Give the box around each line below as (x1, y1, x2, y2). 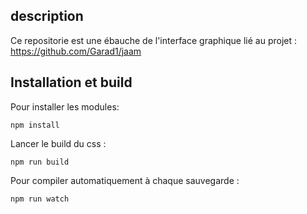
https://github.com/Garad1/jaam (10, 45, 142, 57)
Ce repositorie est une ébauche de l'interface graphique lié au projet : (10, 34, 298, 46)
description (10, 8, 84, 25)
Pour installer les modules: (10, 100, 120, 113)
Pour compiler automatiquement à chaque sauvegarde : (10, 174, 240, 186)
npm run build (10, 157, 70, 167)
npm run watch (10, 194, 70, 204)
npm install (10, 120, 60, 130)
